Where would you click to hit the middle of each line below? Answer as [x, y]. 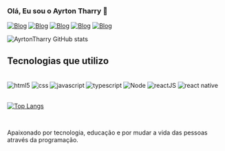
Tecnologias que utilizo [58, 61]
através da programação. [43, 139]
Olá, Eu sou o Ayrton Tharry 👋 [57, 11]
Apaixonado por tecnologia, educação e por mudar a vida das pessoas [107, 132]
